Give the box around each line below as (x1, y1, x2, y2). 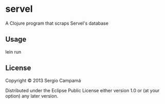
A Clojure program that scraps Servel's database (5, 20, 109, 26)
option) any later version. (5, 93, 58, 99)
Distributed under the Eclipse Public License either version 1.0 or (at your (5, 87, 160, 93)
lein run (5, 48, 22, 55)
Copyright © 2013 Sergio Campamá (5, 77, 81, 83)
